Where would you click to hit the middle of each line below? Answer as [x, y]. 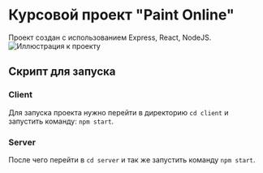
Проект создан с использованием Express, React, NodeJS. [110, 37]
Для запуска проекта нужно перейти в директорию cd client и [119, 112]
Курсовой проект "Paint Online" [122, 15]
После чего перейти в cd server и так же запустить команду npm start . [132, 159]
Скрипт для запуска [62, 72]
